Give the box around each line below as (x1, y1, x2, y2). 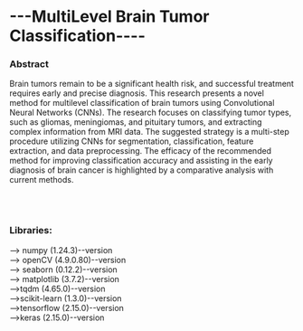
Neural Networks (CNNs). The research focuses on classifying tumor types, (9, 107, 292, 118)
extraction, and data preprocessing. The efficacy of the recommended (9, 146, 272, 156)
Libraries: (9, 224, 52, 237)
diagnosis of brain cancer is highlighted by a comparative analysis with (9, 165, 274, 175)
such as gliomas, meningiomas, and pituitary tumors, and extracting (9, 117, 262, 128)
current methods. (9, 175, 74, 185)
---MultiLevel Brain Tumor (9, 6, 210, 27)
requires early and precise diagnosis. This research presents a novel (9, 88, 265, 99)
